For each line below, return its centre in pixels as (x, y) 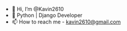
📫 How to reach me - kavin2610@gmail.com (66, 22)
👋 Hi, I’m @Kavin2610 (38, 9)
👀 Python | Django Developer (47, 15)
